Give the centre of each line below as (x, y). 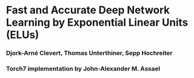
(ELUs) (23, 35)
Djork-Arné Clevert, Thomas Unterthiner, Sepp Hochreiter (89, 53)
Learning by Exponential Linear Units (97, 22)
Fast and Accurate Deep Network (88, 10)
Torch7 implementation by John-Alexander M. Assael (83, 69)
